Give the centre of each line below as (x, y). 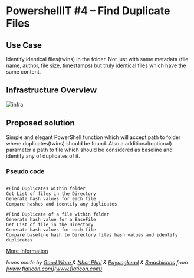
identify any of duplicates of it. (43, 156)
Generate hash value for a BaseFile (51, 219)
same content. (24, 72)
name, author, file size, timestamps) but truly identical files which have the (96, 65)
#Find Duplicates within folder (46, 188)
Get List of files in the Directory (51, 193)
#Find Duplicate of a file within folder (58, 214)
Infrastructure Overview (52, 90)
